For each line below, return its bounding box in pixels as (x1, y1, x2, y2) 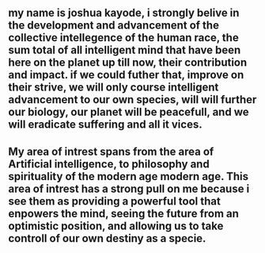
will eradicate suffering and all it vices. (8, 118, 203, 132)
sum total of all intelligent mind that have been (8, 44, 241, 57)
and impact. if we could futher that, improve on (8, 68, 244, 82)
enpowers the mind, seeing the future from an (8, 206, 240, 220)
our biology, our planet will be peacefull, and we (8, 105, 249, 119)
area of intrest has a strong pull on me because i (8, 182, 250, 195)
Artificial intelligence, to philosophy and (8, 157, 210, 171)
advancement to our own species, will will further (8, 93, 257, 106)
